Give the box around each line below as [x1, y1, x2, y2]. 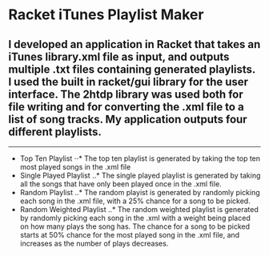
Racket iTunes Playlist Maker [8, 6, 204, 24]
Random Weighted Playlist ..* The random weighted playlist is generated [19, 205, 259, 214]
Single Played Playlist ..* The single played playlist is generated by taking [19, 170, 261, 180]
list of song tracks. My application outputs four [8, 112, 247, 126]
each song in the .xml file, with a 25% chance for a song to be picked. [19, 196, 251, 206]
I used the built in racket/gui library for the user [8, 74, 249, 89]
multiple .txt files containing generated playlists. [8, 62, 256, 76]
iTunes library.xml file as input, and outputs [8, 50, 230, 63]
